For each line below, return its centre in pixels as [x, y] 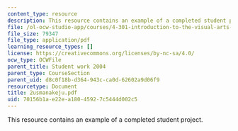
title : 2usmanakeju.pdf [42, 93]
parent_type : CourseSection [49, 73]
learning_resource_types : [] [50, 47]
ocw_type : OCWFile [34, 60]
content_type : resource [42, 14]
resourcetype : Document [42, 86]
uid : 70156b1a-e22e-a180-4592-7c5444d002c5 [73, 100]
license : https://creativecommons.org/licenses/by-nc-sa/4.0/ [101, 54]
